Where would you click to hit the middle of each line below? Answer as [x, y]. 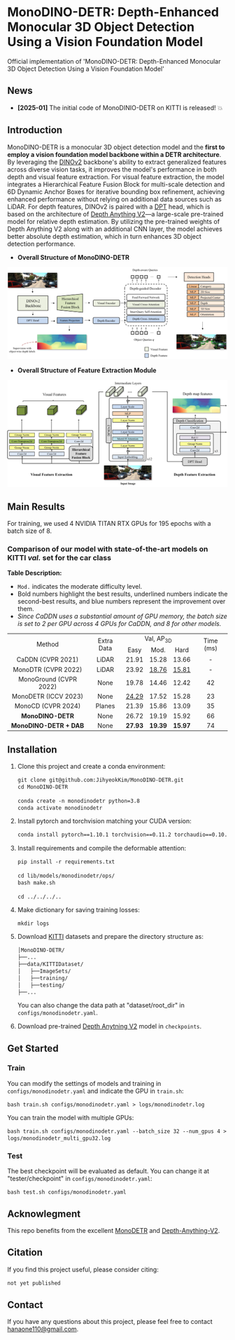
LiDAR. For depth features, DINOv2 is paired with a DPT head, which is [109, 207]
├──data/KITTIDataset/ [50, 964]
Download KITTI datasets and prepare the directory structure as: [111, 937]
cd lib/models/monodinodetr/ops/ [66, 876]
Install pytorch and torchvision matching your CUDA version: [105, 821]
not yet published [34, 1283]
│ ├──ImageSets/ [44, 971]
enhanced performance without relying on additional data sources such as [114, 199]
